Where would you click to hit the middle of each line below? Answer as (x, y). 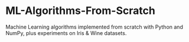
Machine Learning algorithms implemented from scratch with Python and (94, 27)
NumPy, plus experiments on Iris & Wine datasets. (66, 33)
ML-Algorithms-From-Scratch (81, 11)
